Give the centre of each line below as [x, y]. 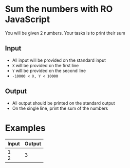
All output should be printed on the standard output [64, 103]
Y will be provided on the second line [49, 71]
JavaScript [28, 19]
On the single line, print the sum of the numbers [60, 108]
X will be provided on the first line [45, 65]
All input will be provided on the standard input [59, 60]
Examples [25, 128]
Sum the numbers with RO [59, 9]
